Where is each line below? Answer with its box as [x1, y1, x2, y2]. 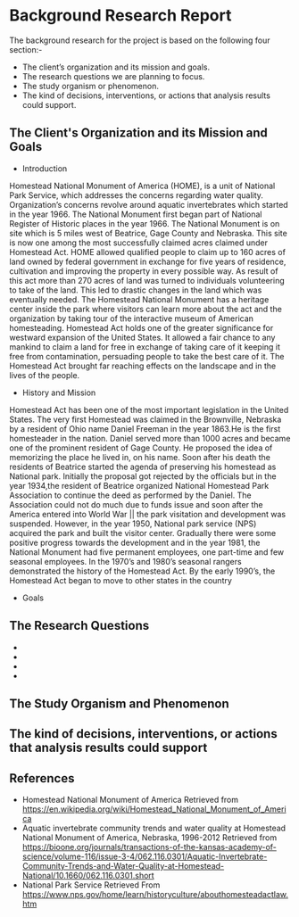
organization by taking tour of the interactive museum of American [9, 313, 254, 324]
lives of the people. [9, 369, 80, 380]
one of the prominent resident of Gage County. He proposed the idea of [9, 442, 273, 453]
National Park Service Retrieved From [21, 880, 161, 890]
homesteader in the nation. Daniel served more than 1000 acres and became [9, 433, 291, 443]
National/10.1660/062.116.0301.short [21, 871, 154, 881]
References [9, 771, 75, 786]
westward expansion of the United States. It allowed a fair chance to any [9, 332, 276, 343]
